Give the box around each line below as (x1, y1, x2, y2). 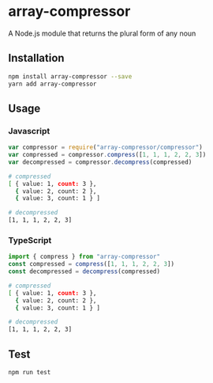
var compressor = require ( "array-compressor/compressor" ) (8, 143, 203, 152)
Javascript (8, 125, 50, 136)
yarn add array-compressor (8, 80, 97, 88)
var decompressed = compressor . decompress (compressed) (8, 157, 192, 166)
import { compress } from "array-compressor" (8, 252, 160, 261)
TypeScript (8, 234, 52, 245)
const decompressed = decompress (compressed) (8, 267, 160, 275)
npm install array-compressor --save (8, 72, 133, 81)
